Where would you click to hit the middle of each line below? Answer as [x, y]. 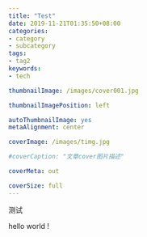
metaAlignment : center [46, 127]
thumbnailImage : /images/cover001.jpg [73, 91]
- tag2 [19, 61]
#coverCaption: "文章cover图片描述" [66, 157]
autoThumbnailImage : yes [50, 120]
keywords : [25, 69]
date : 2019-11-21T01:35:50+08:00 [65, 23]
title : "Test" [32, 16]
